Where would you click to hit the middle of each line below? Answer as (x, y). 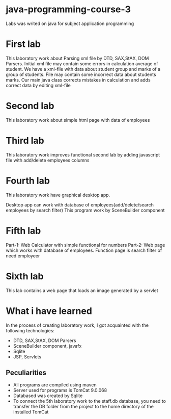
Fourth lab (28, 181)
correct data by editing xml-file (38, 85)
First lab (23, 44)
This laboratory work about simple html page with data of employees (78, 120)
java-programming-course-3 (68, 9)
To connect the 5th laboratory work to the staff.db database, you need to (89, 401)
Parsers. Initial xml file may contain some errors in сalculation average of (82, 63)
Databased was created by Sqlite (48, 396)
